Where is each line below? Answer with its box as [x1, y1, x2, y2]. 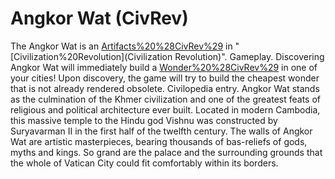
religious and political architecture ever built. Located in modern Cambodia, [10, 103, 321, 116]
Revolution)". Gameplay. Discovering [174, 50, 325, 62]
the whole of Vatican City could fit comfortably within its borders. [10, 157, 279, 169]
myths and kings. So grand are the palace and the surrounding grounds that [10, 146, 323, 158]
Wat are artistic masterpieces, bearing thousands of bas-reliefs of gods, [10, 135, 308, 147]
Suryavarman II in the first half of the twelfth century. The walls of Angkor [10, 125, 313, 137]
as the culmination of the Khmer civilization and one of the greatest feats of [10, 93, 322, 105]
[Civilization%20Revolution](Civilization [10, 50, 173, 62]
